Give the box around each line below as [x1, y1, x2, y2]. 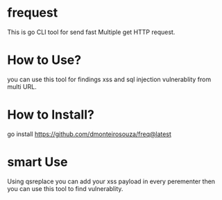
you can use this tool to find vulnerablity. [7, 184, 123, 192]
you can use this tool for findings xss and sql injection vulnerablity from [7, 75, 212, 83]
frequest [7, 5, 58, 21]
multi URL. [7, 82, 37, 91]
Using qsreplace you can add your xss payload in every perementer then [7, 177, 216, 185]
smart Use [7, 154, 68, 169]
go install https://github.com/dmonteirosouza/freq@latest [7, 130, 172, 138]
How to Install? [7, 107, 95, 123]
